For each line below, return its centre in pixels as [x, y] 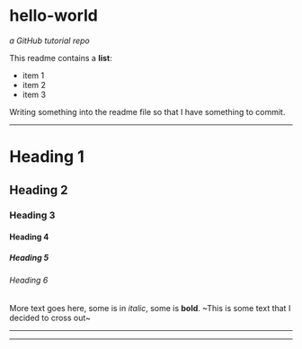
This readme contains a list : [61, 58]
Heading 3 [32, 215]
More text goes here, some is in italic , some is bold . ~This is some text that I [150, 308]
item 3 [34, 94]
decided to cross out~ [50, 318]
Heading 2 [39, 190]
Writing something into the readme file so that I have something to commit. [147, 112]
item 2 [34, 85]
